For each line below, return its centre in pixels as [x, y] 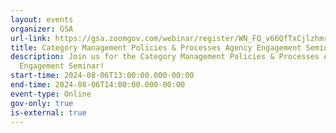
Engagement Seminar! [62, 66]
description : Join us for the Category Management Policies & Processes [165, 57]
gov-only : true [42, 103]
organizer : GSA [42, 29]
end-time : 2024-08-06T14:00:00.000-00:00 [98, 85]
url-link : [31, 38]
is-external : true [48, 112]
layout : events [42, 19]
